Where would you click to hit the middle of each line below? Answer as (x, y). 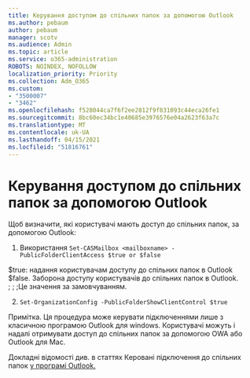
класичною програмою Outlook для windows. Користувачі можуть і (122, 325)
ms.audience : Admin (40, 45)
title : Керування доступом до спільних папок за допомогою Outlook (121, 15)
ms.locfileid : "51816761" (50, 147)
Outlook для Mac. (37, 342)
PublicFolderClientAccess (62, 255)
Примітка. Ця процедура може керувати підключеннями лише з (116, 317)
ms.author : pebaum (38, 23)
